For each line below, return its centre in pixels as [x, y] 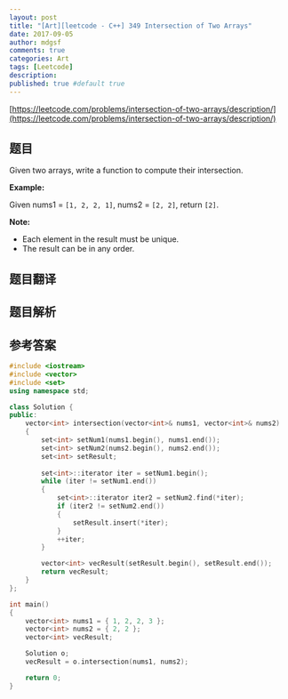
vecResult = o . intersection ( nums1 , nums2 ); [107, 662]
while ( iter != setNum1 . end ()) [99, 481]
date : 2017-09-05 [41, 34]
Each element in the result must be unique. [100, 239]
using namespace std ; [49, 391]
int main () [29, 604]
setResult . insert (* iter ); [120, 522]
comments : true [37, 51]
